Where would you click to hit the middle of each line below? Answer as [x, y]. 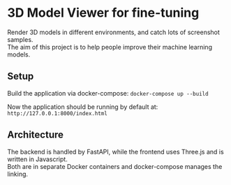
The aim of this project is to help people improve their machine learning [110, 47]
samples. [20, 39]
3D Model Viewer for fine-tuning [103, 13]
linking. [18, 174]
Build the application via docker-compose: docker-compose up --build [108, 93]
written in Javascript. [37, 159]
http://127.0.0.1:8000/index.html [58, 113]
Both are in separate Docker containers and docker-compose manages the [115, 166]
